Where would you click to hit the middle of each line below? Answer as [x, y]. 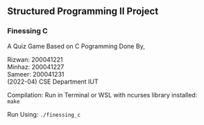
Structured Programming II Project [83, 11]
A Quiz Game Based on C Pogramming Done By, [76, 46]
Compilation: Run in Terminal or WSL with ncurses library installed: [102, 95]
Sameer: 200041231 [36, 74]
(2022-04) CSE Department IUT [53, 81]
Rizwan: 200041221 [35, 59]
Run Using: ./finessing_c [44, 114]
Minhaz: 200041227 [36, 67]
